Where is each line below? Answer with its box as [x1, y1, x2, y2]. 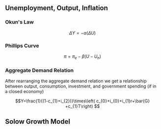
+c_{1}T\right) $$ [65, 103, 100, 109]
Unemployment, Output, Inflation [5, 4, 108, 12]
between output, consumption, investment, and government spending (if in [5, 83, 157, 89]
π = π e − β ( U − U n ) [63, 53, 102, 61]
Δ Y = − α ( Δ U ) [69, 30, 96, 36]
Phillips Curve [5, 42, 39, 49]
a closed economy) [5, 89, 44, 95]
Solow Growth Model [5, 118, 70, 126]
